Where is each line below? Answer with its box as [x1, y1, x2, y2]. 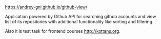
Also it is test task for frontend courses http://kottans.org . [5, 28, 121, 34]
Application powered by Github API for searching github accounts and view [5, 14, 156, 19]
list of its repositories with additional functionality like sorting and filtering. [5, 19, 154, 24]
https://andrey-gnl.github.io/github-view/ [5, 4, 88, 10]
